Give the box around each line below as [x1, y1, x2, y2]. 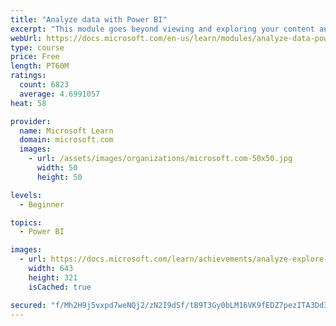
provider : [10, 116, 52, 126]
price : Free [10, 52, 60, 62]
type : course [10, 42, 65, 53]
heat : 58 [10, 98, 47, 108]
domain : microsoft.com [19, 135, 114, 145]
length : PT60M [10, 61, 70, 71]
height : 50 [36, 172, 83, 182]
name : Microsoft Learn [19, 126, 114, 136]
